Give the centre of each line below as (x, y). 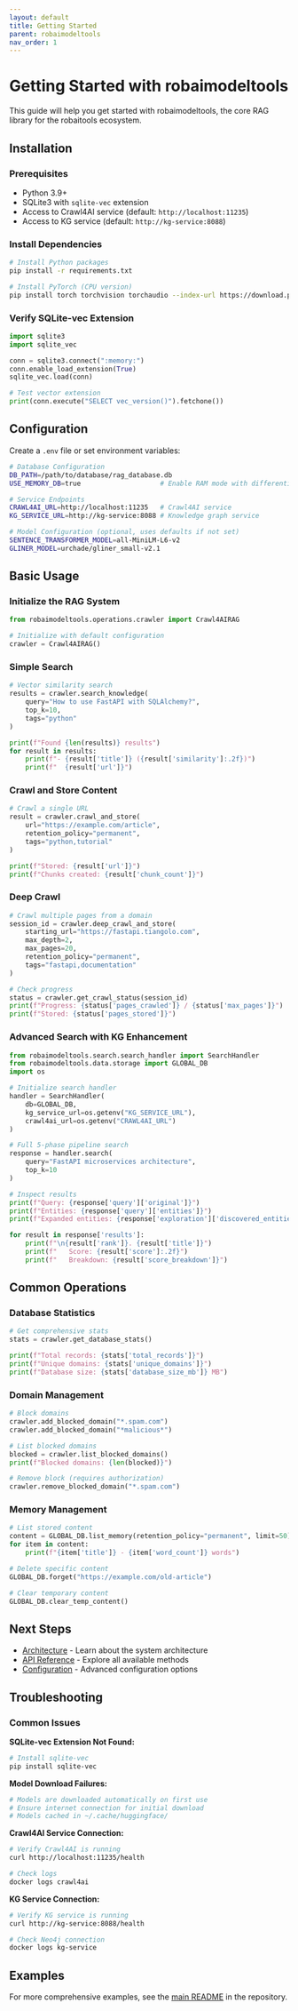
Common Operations (68, 1288)
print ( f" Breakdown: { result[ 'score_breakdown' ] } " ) (126, 1260)
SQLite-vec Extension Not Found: (72, 1742)
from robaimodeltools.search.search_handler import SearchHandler (134, 1055)
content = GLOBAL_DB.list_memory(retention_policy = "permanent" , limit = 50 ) (150, 1536)
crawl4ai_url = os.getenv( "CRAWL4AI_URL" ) (101, 1121)
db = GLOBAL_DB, (51, 1104)
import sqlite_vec (43, 344)
